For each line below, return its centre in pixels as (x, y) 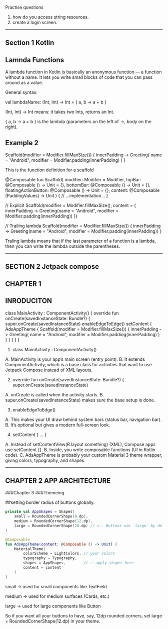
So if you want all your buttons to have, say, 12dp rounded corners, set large (84, 615)
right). (11, 127)
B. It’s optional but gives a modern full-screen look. (58, 425)
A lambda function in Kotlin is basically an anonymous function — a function (83, 72)
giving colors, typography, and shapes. (45, 460)
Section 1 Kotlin (30, 43)
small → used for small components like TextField (56, 586)
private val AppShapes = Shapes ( (40, 512)
